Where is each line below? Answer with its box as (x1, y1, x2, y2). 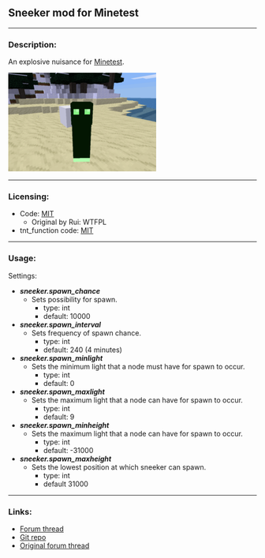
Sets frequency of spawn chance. (31, 328, 142, 338)
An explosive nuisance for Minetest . (8, 57, 125, 66)
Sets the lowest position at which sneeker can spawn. (31, 462, 207, 472)
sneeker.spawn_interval (19, 320, 101, 329)
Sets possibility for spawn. (31, 294, 118, 304)
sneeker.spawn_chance (19, 286, 101, 295)
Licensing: (8, 191, 50, 202)
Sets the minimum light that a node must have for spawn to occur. (31, 361, 246, 371)
